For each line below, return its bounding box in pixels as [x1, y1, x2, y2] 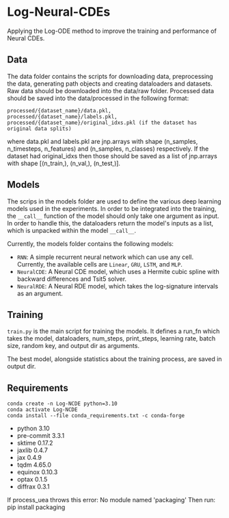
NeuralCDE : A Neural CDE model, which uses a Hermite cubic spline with [16, 267, 220, 275]
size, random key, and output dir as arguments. [7, 342, 140, 350]
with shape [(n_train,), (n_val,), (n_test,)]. [7, 159, 121, 167]
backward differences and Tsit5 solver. [16, 275, 127, 283]
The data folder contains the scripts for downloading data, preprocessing [7, 72, 213, 80]
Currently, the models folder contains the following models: [7, 239, 174, 247]
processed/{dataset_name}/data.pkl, [7, 107, 111, 114]
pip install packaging [7, 503, 66, 511]
